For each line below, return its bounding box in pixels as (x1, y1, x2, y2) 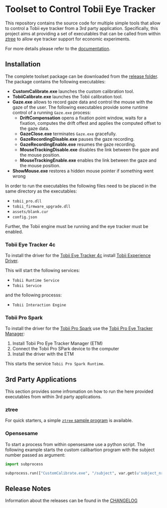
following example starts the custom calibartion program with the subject (5, 447, 155, 453)
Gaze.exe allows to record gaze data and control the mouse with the (12, 99, 153, 105)
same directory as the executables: (5, 188, 77, 194)
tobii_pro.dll (12, 199, 42, 204)
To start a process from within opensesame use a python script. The (5, 441, 145, 447)
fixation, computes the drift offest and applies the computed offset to (19, 120, 162, 126)
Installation (5, 60, 41, 68)
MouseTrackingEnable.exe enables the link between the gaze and (19, 157, 157, 163)
